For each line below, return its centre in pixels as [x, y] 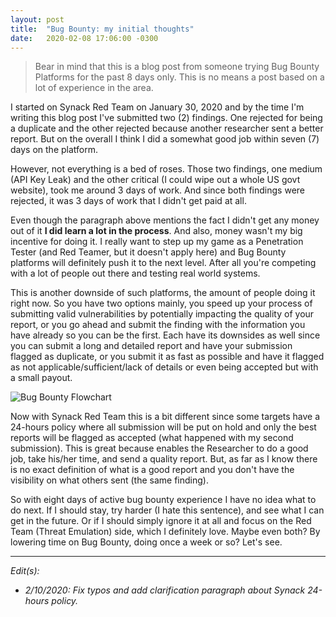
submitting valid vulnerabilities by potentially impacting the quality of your [162, 314]
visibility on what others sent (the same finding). [109, 480]
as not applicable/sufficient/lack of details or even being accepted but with [164, 367]
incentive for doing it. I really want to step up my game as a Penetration [157, 242]
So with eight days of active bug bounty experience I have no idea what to [163, 500]
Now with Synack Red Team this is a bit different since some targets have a [165, 417]
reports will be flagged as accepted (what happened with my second [152, 438]
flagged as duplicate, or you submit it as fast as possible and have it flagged [167, 357]
